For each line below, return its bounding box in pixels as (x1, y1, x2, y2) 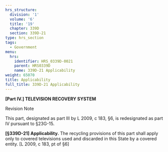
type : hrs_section (5, 36, 44, 41)
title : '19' (10, 21, 35, 27)
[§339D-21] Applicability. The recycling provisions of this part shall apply (5, 130, 158, 136)
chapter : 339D (10, 26, 39, 31)
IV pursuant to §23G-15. (5, 120, 55, 126)
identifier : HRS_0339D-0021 (14, 59, 73, 64)
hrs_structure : (5, 7, 37, 13)
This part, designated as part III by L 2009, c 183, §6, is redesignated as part (5, 115, 163, 121)
